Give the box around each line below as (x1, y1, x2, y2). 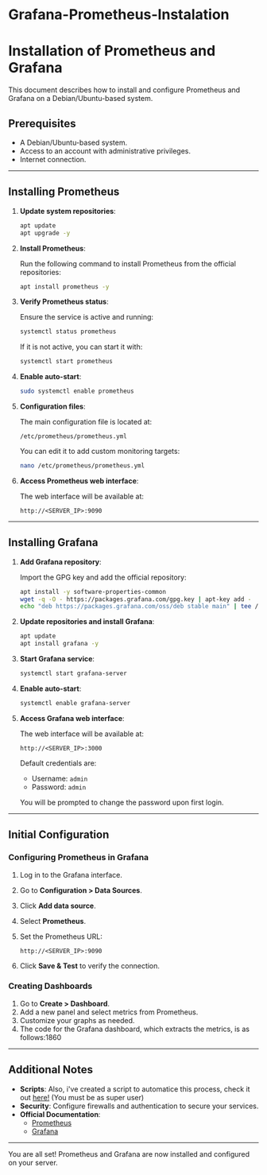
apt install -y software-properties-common (19, 587, 167, 595)
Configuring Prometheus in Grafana (8, 852, 149, 863)
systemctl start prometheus (19, 358, 113, 366)
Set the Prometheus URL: (19, 932, 103, 941)
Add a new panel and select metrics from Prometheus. (19, 1007, 199, 1017)
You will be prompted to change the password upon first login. (19, 797, 224, 807)
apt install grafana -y (19, 640, 99, 648)
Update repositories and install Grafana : (19, 617, 155, 626)
